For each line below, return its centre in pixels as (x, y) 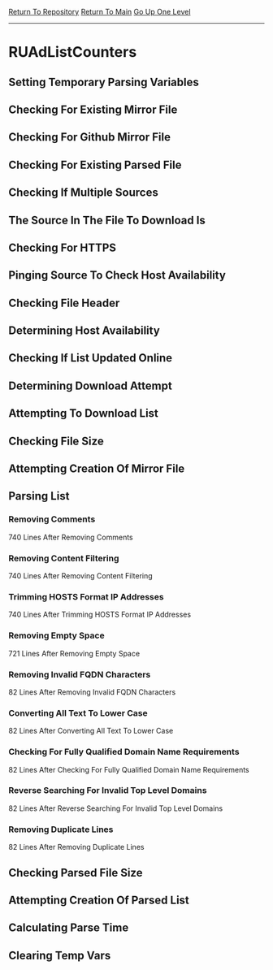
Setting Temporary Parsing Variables (104, 82)
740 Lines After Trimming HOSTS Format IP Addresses (100, 615)
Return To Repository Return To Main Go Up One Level (100, 12)
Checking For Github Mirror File (89, 137)
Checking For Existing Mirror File (93, 109)
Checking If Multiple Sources (83, 193)
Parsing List (39, 496)
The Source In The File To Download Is (107, 220)
